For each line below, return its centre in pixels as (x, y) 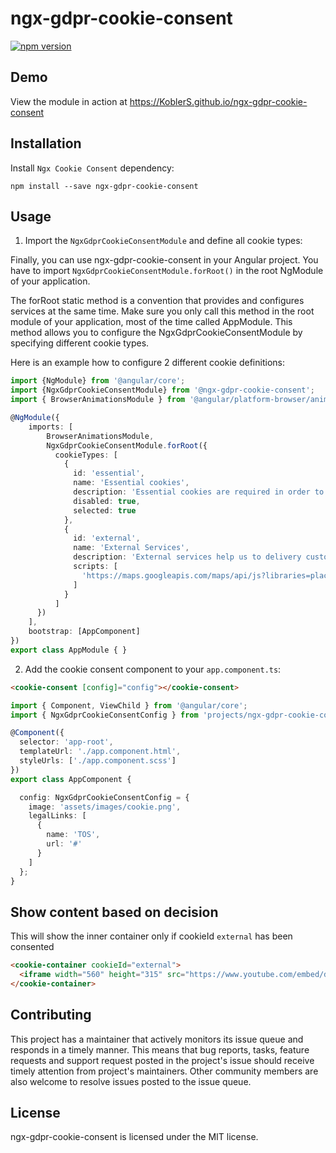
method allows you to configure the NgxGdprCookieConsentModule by (156, 333)
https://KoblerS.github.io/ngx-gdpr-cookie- (218, 101)
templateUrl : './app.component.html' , (100, 752)
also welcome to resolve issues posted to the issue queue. (131, 1081)
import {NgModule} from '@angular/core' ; (98, 381)
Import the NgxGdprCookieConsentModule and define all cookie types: (163, 241)
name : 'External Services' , (131, 548)
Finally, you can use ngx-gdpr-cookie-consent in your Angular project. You (164, 260)
